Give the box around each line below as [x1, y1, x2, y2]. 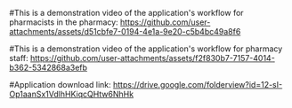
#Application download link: [9, 80, 111, 89]
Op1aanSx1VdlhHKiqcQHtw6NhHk [9, 89, 134, 99]
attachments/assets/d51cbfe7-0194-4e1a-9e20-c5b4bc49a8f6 [9, 27, 241, 36]
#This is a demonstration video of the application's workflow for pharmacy [9, 43, 283, 54]
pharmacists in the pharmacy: [9, 17, 118, 27]
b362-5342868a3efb [9, 62, 87, 73]
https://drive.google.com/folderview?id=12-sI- [112, 80, 283, 89]
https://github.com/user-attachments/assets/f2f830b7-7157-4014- [29, 53, 276, 63]
